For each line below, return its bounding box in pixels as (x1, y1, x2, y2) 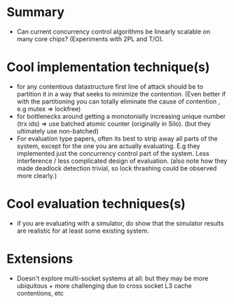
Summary (6, 4, 64, 20)
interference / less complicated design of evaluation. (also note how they (16, 157, 228, 165)
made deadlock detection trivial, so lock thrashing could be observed (16, 164, 217, 172)
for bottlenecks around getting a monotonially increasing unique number (16, 112, 226, 120)
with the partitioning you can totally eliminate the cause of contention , (16, 97, 221, 106)
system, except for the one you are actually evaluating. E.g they (16, 141, 200, 150)
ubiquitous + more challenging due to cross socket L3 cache (16, 281, 192, 290)
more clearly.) (16, 171, 57, 180)
